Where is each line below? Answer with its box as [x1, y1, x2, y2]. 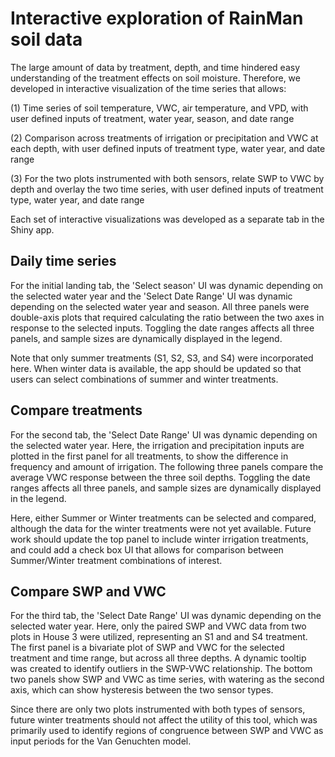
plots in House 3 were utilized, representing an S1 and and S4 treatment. [10, 631, 308, 643]
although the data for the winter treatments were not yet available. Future [10, 522, 312, 534]
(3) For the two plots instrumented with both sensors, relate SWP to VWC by [10, 172, 325, 184]
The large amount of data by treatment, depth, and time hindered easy [10, 61, 300, 73]
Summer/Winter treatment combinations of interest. [10, 554, 223, 566]
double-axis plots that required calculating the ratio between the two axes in [10, 311, 325, 323]
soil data [10, 28, 83, 51]
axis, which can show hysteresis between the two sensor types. [10, 684, 274, 696]
